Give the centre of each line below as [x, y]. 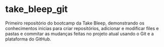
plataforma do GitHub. [28, 39]
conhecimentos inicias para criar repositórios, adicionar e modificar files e [82, 28]
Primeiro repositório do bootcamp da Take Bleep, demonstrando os [75, 23]
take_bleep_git [36, 9]
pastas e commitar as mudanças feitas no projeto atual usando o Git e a [80, 33]
